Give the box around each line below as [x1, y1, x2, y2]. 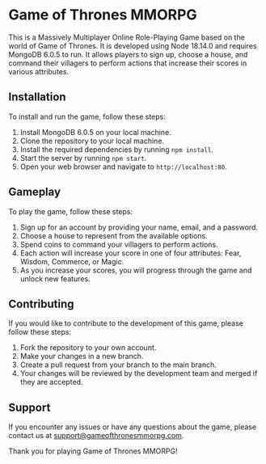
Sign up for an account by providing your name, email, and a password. [19, 222, 259, 232]
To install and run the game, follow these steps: [8, 112, 166, 121]
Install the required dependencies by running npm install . [19, 144, 214, 154]
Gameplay [8, 185, 61, 199]
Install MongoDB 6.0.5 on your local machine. [19, 127, 171, 137]
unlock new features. [19, 273, 91, 284]
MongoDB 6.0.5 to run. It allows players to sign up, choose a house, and [8, 49, 248, 59]
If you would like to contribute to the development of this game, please [8, 318, 244, 328]
